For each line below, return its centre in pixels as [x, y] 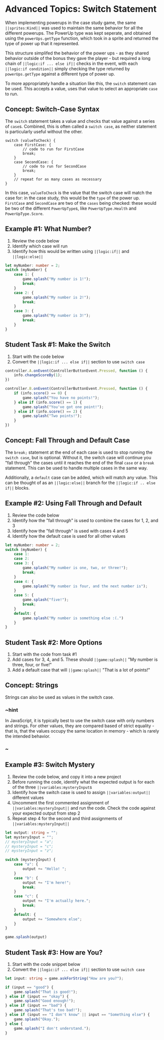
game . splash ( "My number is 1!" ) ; [57, 279]
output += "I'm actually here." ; [57, 901]
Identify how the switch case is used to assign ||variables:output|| [81, 792]
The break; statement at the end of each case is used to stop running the [79, 452]
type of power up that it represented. [42, 43]
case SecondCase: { [34, 162]
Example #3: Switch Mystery [50, 765]
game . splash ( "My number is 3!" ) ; [57, 316]
